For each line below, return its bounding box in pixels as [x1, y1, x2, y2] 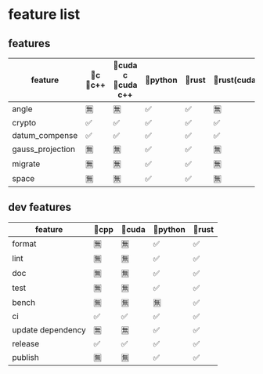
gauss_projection [12, 143, 76, 154]
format [12, 238, 37, 249]
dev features [8, 201, 72, 214]
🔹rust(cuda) [213, 74, 260, 85]
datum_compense [12, 130, 78, 140]
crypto [12, 118, 37, 128]
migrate [12, 158, 41, 169]
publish [12, 351, 39, 362]
